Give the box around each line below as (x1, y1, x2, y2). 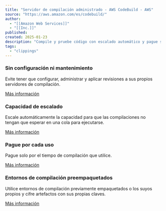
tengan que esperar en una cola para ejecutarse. (5, 119, 105, 126)
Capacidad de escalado (5, 103, 63, 110)
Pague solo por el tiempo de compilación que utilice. (5, 152, 112, 158)
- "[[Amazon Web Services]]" (9, 21, 70, 26)
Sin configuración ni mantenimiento (5, 65, 93, 71)
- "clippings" (9, 48, 39, 53)
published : (5, 30, 28, 35)
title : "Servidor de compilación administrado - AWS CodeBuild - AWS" (5, 7, 154, 12)
